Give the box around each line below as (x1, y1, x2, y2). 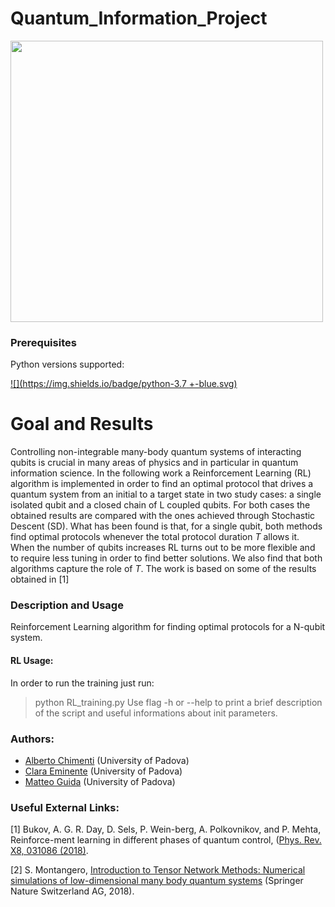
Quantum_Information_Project (10, 7, 268, 30)
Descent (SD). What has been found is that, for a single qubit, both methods (10, 520, 323, 532)
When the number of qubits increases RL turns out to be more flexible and (10, 542, 316, 554)
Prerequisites (10, 335, 77, 349)
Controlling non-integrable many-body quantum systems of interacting (10, 446, 302, 458)
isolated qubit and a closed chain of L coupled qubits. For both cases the (10, 499, 311, 511)
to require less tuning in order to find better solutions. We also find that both (10, 552, 323, 564)
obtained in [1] (10, 573, 70, 586)
